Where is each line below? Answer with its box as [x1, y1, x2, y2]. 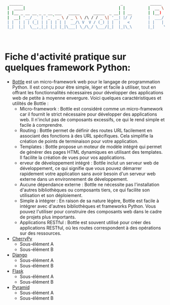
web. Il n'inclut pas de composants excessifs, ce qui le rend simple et [19, 116, 165, 123]
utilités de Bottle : [12, 100, 49, 106]
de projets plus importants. [19, 214, 76, 220]
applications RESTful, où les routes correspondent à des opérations [19, 225, 161, 231]
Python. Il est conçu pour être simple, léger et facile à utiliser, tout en [12, 84, 156, 90]
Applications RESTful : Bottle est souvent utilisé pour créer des [19, 219, 151, 225]
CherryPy [12, 235, 32, 241]
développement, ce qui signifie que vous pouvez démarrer [19, 165, 142, 171]
